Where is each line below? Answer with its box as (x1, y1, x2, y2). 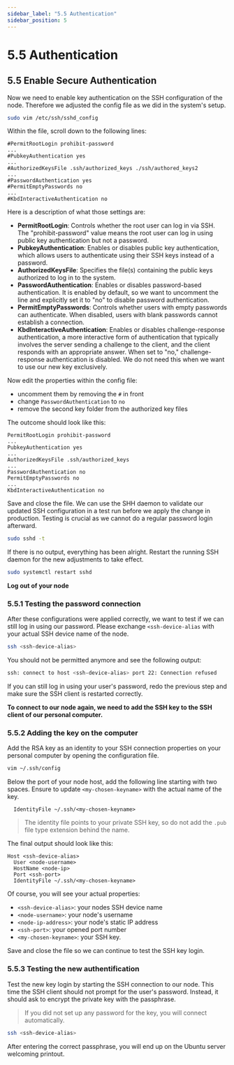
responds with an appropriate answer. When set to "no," (17, 348, 180, 356)
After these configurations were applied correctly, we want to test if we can (7, 615, 224, 623)
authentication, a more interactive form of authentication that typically (17, 333, 219, 342)
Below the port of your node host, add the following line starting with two (7, 778, 218, 786)
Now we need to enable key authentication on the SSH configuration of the (7, 93, 223, 102)
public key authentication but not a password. (17, 236, 149, 245)
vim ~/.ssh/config (7, 765, 61, 772)
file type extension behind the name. (24, 826, 131, 834)
